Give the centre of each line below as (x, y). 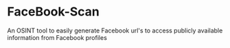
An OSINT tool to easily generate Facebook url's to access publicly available (115, 30)
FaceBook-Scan (53, 12)
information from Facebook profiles (57, 37)
